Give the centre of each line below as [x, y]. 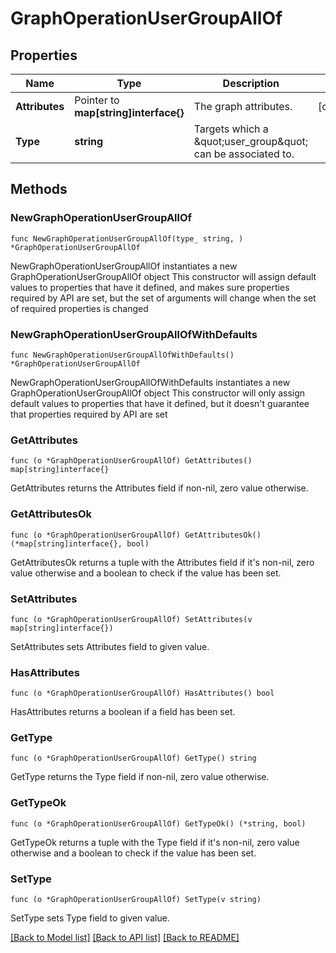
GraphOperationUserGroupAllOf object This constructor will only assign [158, 393]
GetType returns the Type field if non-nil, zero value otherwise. [140, 777]
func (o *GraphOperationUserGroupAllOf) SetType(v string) [136, 900]
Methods [39, 189]
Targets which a [231, 129]
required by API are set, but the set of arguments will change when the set [163, 298]
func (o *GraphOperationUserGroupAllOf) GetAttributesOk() [136, 535]
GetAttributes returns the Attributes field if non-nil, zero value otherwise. [159, 488]
